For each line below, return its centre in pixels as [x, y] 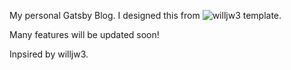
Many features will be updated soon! [84, 34]
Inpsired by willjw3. [49, 54]
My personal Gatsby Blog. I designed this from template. [145, 15]
